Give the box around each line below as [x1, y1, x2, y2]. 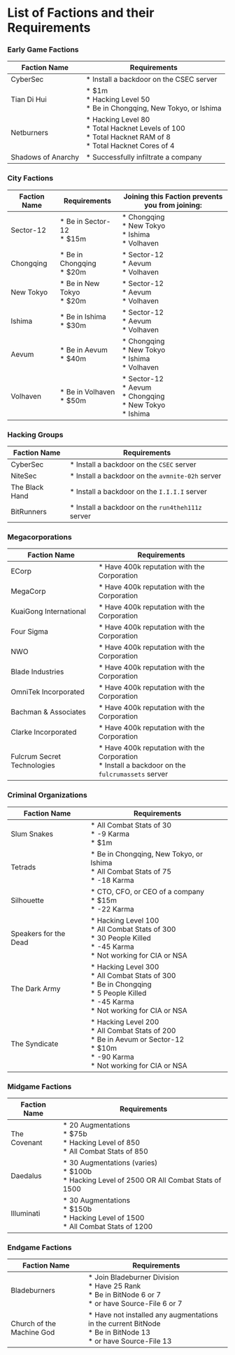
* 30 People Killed [90, 932, 152, 942]
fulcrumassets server [98, 769, 169, 779]
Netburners [10, 128, 49, 138]
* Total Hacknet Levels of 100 [86, 124, 185, 134]
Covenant [10, 1137, 43, 1147]
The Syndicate [10, 1039, 59, 1049]
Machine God [10, 1328, 55, 1338]
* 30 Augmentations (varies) [62, 1158, 158, 1168]
